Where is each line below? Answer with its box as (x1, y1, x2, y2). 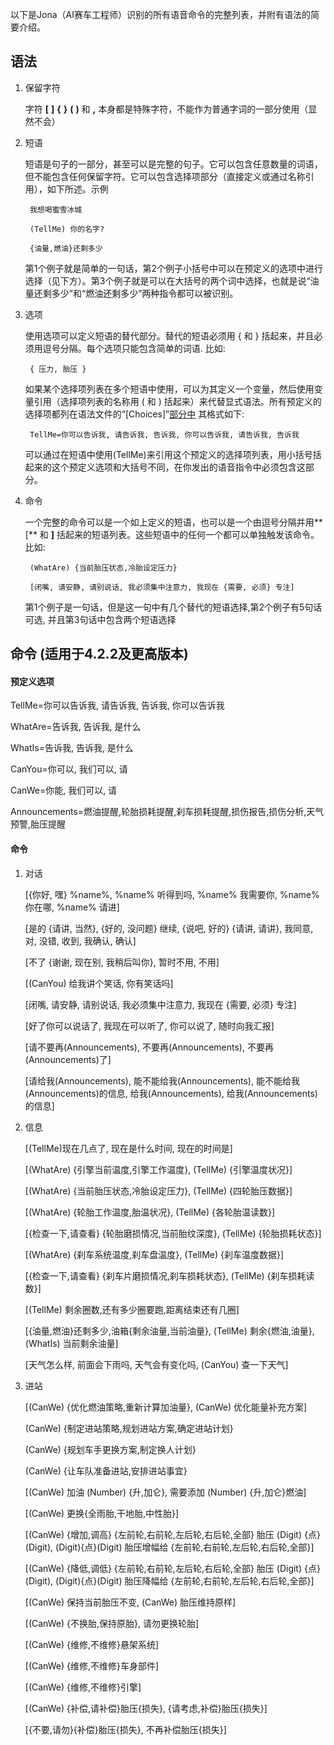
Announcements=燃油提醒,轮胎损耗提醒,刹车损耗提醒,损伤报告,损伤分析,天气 (10, 806, 325, 818)
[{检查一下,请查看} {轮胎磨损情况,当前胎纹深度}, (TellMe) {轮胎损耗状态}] (24, 1227, 322, 1239)
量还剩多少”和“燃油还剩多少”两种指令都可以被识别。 (24, 287, 239, 299)
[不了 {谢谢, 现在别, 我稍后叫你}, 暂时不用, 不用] (24, 956, 220, 968)
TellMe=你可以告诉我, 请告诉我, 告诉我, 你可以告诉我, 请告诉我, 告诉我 (29, 429, 300, 440)
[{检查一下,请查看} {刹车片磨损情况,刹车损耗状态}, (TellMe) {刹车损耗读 (24, 1269, 315, 1282)
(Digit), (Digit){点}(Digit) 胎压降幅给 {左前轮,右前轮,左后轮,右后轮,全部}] (24, 1574, 315, 1587)
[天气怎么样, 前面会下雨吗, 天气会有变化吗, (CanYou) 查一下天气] (24, 1358, 289, 1370)
